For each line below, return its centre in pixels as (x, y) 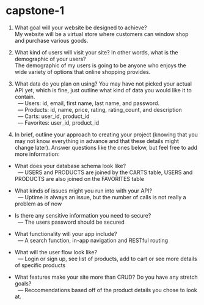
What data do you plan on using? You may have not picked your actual (103, 84)
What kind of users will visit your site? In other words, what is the (96, 52)
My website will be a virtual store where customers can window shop (101, 34)
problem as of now (38, 204)
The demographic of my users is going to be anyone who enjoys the (100, 65)
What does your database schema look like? (70, 166)
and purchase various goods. (51, 40)
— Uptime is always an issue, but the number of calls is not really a (102, 197)
